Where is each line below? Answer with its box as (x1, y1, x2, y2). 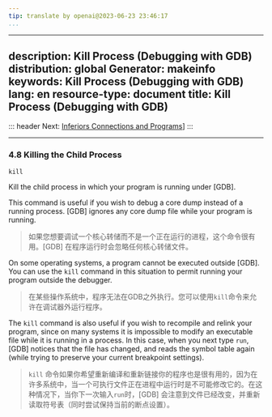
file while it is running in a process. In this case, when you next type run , (8, 335, 249, 345)
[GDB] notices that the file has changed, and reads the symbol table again (8, 343, 255, 353)
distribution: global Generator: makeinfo (8, 62, 216, 76)
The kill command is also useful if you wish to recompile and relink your (8, 317, 253, 328)
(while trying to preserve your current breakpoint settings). (8, 352, 205, 362)
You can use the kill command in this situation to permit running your (8, 266, 243, 276)
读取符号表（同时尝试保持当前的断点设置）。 (28, 399, 174, 409)
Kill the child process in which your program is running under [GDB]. (8, 181, 236, 191)
